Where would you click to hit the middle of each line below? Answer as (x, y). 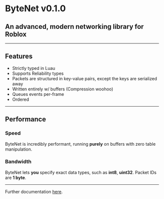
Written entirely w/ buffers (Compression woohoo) (63, 89)
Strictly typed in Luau (33, 68)
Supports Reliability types (38, 73)
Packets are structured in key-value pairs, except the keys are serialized (84, 78)
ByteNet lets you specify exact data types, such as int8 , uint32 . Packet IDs (81, 172)
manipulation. (19, 149)
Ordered (20, 99)
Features (19, 56)
